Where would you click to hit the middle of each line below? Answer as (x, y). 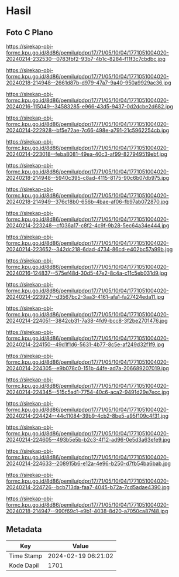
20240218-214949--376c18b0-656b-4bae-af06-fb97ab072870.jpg (87, 202)
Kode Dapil (24, 565)
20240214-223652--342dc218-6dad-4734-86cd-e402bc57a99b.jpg (89, 249)
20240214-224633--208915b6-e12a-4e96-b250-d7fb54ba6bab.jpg (88, 463)
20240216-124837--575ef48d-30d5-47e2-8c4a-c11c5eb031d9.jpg (87, 273)
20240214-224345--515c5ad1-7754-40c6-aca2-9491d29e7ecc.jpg (88, 392)
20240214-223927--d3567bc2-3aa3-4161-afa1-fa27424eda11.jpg (85, 297)
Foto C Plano (30, 33)
